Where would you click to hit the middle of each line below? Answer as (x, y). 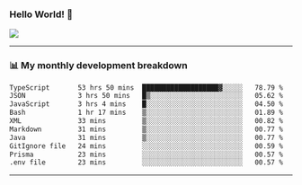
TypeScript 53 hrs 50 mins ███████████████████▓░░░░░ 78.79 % (146, 88)
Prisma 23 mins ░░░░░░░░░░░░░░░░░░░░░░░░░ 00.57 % (146, 154)
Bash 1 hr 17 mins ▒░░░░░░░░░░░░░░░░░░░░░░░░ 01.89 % (146, 113)
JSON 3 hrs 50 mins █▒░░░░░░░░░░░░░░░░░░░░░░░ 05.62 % (146, 96)
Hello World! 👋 (41, 14)
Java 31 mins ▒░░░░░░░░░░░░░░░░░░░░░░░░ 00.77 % (146, 137)
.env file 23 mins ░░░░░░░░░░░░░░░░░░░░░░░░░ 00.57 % (146, 163)
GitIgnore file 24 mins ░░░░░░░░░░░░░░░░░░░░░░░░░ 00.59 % (146, 146)
